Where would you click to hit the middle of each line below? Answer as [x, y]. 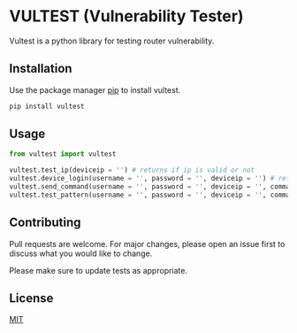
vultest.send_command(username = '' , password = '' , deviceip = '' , [138, 187]
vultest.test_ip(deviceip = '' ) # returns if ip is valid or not [132, 170]
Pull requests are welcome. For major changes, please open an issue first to [147, 244]
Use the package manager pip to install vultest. [95, 89]
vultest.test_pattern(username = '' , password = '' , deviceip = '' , [138, 195]
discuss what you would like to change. [81, 253]
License [31, 298]
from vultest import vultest [63, 154]
